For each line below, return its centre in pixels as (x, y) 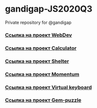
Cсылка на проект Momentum (42, 74)
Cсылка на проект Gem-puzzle (43, 100)
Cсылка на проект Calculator (41, 48)
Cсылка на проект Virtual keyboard (48, 87)
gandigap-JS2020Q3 (49, 9)
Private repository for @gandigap (38, 22)
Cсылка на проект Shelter (37, 61)
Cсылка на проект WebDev (39, 35)
